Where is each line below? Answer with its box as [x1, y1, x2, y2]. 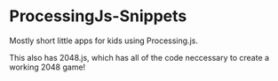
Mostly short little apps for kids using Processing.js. [9, 35, 198, 46]
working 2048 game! [9, 62, 86, 72]
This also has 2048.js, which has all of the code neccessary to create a [9, 52, 269, 63]
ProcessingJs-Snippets [9, 6, 187, 26]
